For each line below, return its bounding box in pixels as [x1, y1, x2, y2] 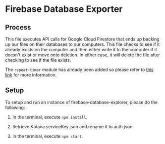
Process [5, 23, 31, 32]
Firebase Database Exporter [5, 3, 123, 15]
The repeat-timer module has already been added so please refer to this [5, 67, 154, 72]
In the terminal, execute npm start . [12, 133, 83, 139]
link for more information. [5, 72, 57, 77]
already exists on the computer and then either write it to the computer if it [5, 47, 157, 52]
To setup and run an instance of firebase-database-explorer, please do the [5, 99, 158, 105]
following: [5, 105, 25, 110]
